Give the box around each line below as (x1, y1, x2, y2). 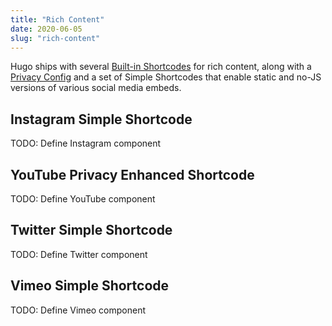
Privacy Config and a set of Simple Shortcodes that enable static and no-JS (10, 71, 322, 83)
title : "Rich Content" (10, 14, 105, 25)
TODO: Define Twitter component (10, 248, 148, 260)
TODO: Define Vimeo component (10, 304, 147, 316)
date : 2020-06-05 (10, 24, 83, 34)
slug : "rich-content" (10, 33, 101, 43)
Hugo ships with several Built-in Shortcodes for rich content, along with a (10, 61, 312, 73)
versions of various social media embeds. (10, 82, 182, 94)
